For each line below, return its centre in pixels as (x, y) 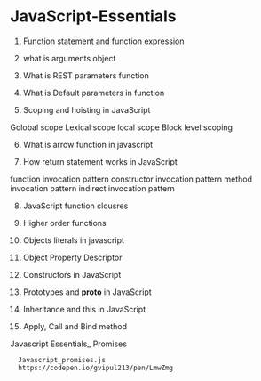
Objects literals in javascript (74, 240)
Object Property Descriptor (72, 257)
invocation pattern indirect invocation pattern (93, 188)
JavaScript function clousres (75, 206)
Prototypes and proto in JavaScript (87, 292)
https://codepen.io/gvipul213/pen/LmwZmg (96, 368)
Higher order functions (64, 223)
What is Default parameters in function (94, 93)
